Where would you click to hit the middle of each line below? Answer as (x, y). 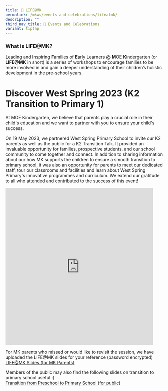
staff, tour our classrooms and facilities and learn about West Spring (75, 170)
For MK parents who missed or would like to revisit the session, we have (80, 352)
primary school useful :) (30, 378)
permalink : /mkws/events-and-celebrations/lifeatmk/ (61, 15)
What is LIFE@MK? (29, 46)
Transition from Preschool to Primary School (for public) (63, 383)
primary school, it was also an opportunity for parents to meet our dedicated (84, 165)
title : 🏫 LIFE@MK (23, 10)
